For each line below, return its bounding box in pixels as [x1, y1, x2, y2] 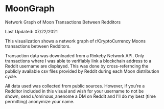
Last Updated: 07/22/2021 [5, 28, 58, 34]
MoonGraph [5, 3, 55, 14]
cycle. [5, 73, 17, 79]
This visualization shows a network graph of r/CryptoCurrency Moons [5, 38, 146, 44]
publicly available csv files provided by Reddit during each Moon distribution [5, 68, 160, 74]
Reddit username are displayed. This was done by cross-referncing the [5, 63, 148, 69]
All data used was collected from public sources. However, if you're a [5, 83, 145, 88]
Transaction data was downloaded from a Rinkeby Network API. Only [5, 52, 144, 59]
